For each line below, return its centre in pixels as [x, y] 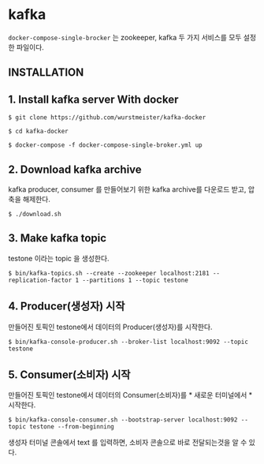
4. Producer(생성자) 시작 [67, 307]
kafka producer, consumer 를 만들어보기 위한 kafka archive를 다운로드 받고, [127, 189]
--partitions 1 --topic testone [136, 280]
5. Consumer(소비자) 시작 [69, 374]
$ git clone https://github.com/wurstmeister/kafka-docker [107, 118]
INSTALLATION [46, 73]
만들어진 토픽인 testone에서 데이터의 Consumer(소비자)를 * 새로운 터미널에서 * [130, 395]
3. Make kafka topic [58, 238]
